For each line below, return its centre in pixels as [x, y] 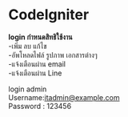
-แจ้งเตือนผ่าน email [37, 64]
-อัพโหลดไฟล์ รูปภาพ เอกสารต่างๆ [53, 54]
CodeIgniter [49, 15]
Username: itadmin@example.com [64, 97]
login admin [28, 89]
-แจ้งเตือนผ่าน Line [35, 73]
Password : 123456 [40, 106]
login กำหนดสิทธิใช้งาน [40, 37]
